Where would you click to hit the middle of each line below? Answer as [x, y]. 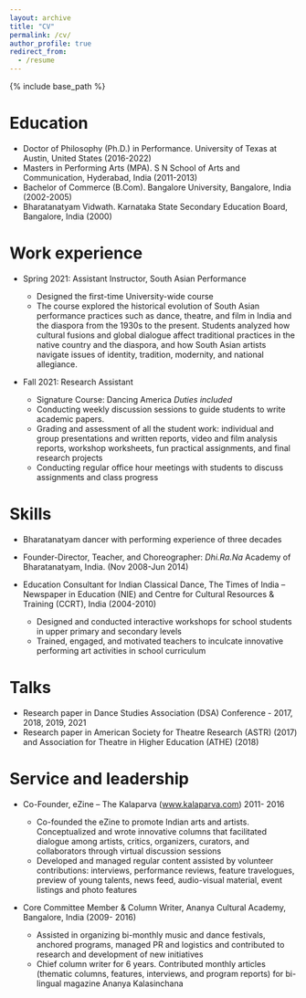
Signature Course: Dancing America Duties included [134, 399]
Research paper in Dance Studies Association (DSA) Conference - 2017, [158, 712]
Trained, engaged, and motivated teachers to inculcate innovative [160, 641]
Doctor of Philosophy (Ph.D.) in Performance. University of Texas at [149, 148]
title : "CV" [32, 26]
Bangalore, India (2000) [67, 216]
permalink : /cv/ [40, 35]
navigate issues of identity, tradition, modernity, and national [150, 354]
